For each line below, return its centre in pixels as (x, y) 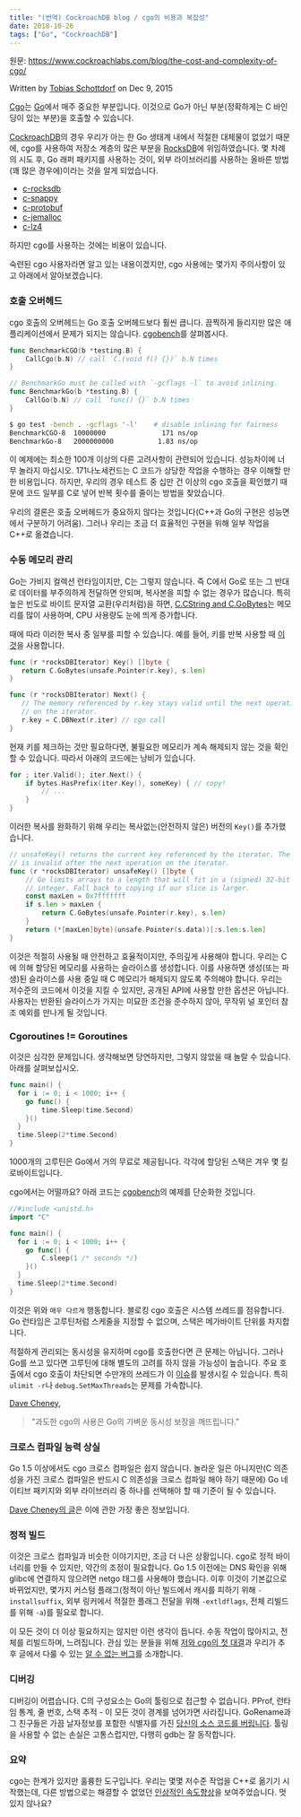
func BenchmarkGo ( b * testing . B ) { (74, 392)
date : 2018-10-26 (42, 26)
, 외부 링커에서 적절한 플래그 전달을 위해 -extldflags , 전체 (163, 1601)
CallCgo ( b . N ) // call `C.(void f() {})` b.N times (122, 359)
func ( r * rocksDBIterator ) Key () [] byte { (90, 662)
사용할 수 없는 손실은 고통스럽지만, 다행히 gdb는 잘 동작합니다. (127, 1734)
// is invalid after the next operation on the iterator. (120, 863)
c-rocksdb (41, 188)
